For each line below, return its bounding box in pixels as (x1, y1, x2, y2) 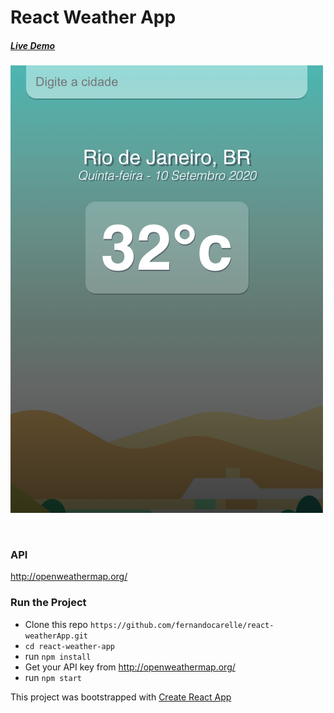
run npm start (24, 671, 82, 683)
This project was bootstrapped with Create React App (10, 691, 232, 703)
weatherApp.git (24, 631, 89, 641)
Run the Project (10, 596, 87, 610)
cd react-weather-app (24, 641, 115, 651)
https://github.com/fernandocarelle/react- (89, 620, 275, 630)
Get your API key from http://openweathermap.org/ (24, 661, 236, 673)
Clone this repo (24, 618, 88, 630)
